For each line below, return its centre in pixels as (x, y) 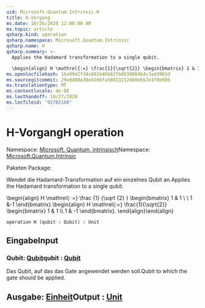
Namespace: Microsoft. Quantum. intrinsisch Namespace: (78, 149)
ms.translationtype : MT (37, 85)
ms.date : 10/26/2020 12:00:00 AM (49, 23)
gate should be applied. (36, 278)
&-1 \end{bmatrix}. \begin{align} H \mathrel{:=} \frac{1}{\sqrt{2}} (87, 204)
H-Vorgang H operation (65, 132)
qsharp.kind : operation (37, 35)
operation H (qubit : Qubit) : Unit (53, 222)
